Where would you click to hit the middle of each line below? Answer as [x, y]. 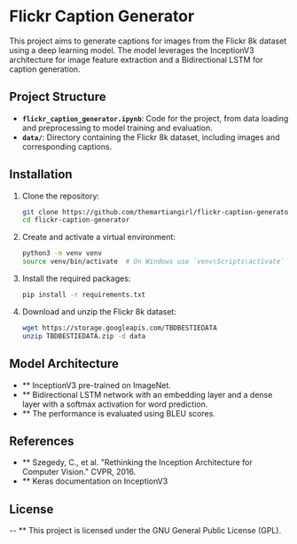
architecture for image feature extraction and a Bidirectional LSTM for [136, 59]
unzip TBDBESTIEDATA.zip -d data [84, 336]
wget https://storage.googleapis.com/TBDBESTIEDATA [119, 328]
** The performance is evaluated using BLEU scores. [118, 413]
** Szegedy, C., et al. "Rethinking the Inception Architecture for [137, 462]
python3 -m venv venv [62, 253]
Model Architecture [64, 364]
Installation [41, 175]
